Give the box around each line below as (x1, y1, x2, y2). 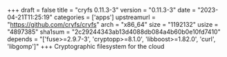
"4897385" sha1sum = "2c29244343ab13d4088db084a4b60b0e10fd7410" (7, 27, 221, 36)
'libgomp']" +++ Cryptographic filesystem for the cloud (7, 43, 165, 50)
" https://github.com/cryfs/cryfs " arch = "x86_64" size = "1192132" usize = (7, 21, 219, 28)
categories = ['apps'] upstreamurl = (54, 13, 156, 21)
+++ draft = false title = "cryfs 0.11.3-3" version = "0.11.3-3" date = (7, 6, 197, 14)
